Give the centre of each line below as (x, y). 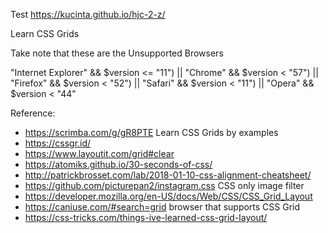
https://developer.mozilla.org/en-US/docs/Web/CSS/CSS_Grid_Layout (168, 196)
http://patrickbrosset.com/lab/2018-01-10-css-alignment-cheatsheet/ (168, 175)
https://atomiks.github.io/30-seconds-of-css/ (118, 164)
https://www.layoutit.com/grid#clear (99, 153)
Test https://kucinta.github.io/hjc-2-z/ (88, 14)
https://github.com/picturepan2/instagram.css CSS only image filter (164, 185)
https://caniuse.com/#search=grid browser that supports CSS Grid (162, 207)
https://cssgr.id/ (58, 143)
